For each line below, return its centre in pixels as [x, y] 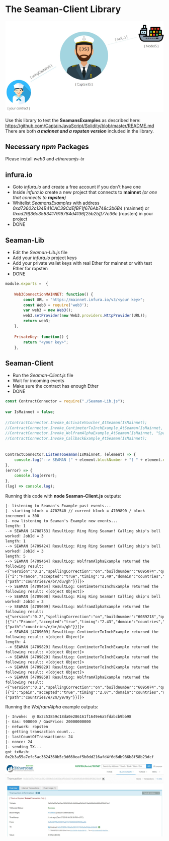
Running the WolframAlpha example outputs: [52, 707]
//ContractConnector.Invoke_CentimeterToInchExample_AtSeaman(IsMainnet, [84, 428]
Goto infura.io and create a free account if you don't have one [77, 187]
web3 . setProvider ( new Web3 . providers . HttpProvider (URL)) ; [85, 316]
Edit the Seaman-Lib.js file [40, 253]
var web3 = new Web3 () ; [48, 310]
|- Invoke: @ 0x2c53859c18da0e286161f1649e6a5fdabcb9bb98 [68, 717]
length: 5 [16, 556]
